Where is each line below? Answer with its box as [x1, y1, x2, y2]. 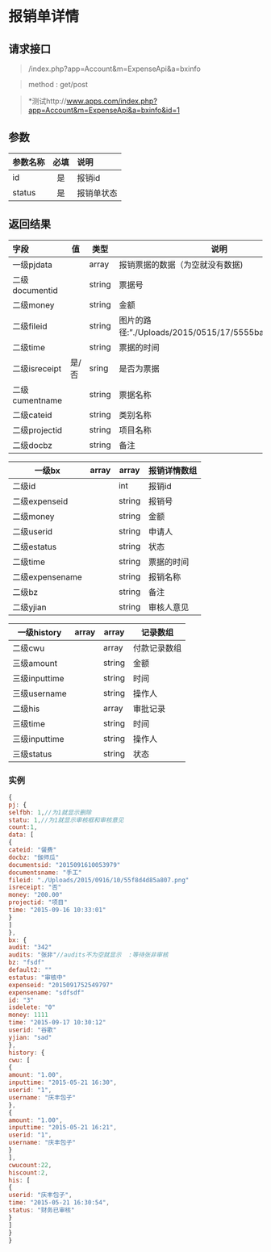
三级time [12, 718, 46, 729]
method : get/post [27, 80, 89, 89]
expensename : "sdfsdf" [8, 988, 85, 997]
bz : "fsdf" [8, 958, 45, 967]
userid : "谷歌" [8, 1026, 57, 1034]
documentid [12, 284, 58, 295]
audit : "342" [8, 944, 52, 952]
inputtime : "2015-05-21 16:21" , [8, 1124, 117, 1132]
